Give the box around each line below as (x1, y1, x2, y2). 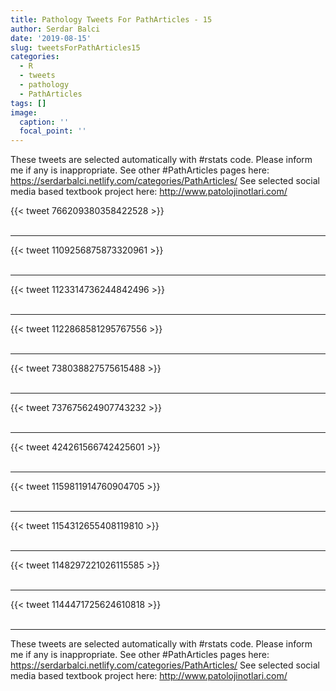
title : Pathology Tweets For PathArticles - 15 (10, 14, 213, 25)
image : (10, 107, 38, 118)
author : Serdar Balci (10, 24, 101, 34)
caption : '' (19, 117, 70, 127)
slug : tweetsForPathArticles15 (10, 42, 141, 53)
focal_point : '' (19, 126, 87, 136)
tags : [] (10, 98, 47, 108)
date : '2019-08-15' (10, 33, 92, 43)
